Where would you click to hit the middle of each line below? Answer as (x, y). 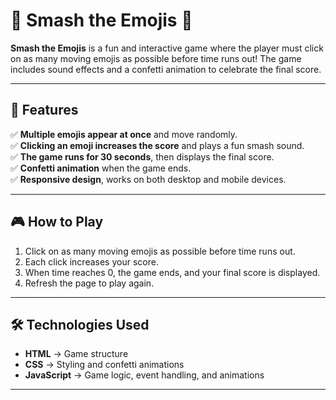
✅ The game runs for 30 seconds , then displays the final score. (142, 156)
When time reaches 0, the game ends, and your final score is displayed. (172, 272)
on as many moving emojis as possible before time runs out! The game (156, 58)
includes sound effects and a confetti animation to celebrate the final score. (166, 69)
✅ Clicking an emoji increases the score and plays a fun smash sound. (157, 145)
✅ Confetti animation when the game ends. (101, 168)
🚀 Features (44, 110)
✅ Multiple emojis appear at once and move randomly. (124, 134)
